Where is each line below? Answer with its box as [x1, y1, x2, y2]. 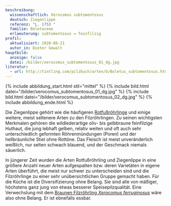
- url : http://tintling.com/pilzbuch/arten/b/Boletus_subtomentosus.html [10, 69, 169, 74]
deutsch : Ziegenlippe [10, 17, 56, 22]
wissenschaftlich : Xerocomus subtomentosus [10, 12, 103, 17]
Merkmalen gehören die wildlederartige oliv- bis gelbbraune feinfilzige [5, 120, 153, 126]
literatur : [5, 64, 28, 69]
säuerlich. [5, 147, 26, 153]
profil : [5, 36, 22, 41]
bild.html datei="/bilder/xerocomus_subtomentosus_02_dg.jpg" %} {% [5, 94, 153, 100]
